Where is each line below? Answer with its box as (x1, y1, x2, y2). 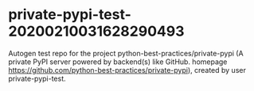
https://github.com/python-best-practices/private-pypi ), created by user (8, 65, 247, 74)
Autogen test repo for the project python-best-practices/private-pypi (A (8, 48, 244, 58)
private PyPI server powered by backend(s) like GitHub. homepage (8, 57, 228, 66)
